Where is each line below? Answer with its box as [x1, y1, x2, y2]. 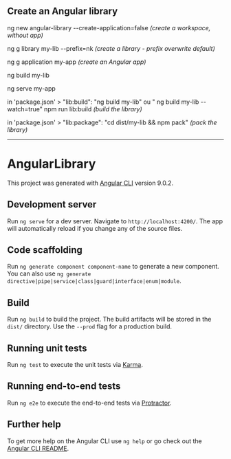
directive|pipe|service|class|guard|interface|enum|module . [7, 277, 181, 285]
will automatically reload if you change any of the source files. [7, 224, 183, 232]
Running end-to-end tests [7, 381, 121, 392]
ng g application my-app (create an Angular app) [7, 58, 146, 66]
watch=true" [7, 104, 43, 113]
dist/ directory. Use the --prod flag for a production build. [7, 322, 172, 331]
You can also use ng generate [7, 269, 91, 278]
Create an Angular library [7, 5, 118, 17]
